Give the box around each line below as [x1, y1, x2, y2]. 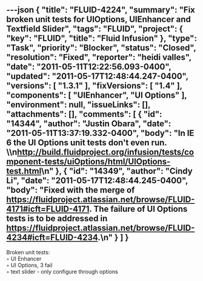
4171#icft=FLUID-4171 [6, 204, 90, 214]
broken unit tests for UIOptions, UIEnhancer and [6, 15, 191, 25]
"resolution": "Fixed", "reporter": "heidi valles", [6, 52, 192, 63]
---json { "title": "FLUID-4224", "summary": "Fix [6, 5, 196, 15]
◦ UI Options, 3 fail [6, 261, 53, 269]
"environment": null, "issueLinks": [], [6, 100, 151, 110]
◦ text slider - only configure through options [6, 268, 118, 275]
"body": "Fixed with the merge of [6, 185, 135, 195]
